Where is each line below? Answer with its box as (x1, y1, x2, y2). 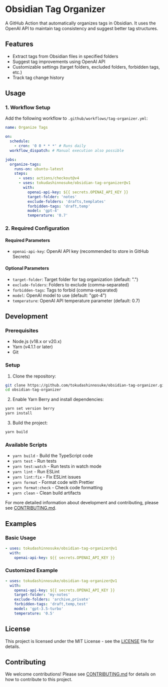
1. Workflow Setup (5, 104, 50, 111)
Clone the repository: (12, 373, 56, 379)
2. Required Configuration (5, 225, 70, 232)
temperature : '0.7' (27, 213, 68, 218)
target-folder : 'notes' (27, 194, 77, 199)
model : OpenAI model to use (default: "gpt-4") (12, 292, 106, 298)
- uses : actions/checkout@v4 (18, 176, 79, 181)
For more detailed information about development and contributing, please (5, 500, 159, 506)
